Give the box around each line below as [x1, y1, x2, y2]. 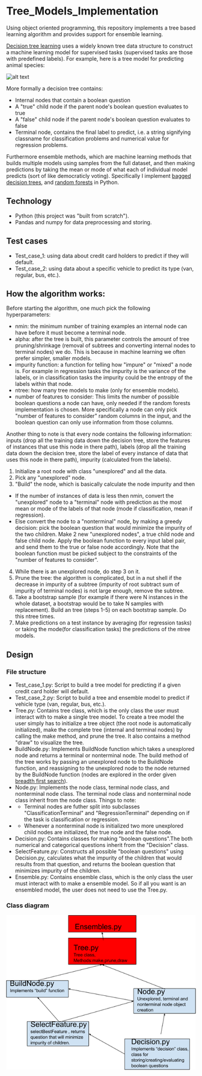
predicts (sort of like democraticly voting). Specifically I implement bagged [6, 172, 191, 179]
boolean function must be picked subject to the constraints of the [14, 550, 177, 557]
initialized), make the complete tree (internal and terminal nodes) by [14, 726, 183, 734]
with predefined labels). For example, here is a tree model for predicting [6, 55, 185, 62]
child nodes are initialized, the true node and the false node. [23, 829, 173, 836]
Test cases [6, 236, 48, 247]
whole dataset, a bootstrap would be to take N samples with [14, 600, 164, 607]
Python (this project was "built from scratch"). [14, 212, 129, 219]
